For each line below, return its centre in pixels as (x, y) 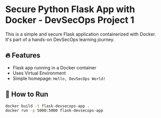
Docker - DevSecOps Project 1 (70, 20)
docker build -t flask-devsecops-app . (47, 106)
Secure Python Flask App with (70, 9)
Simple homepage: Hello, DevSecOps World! (59, 78)
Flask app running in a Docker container (54, 67)
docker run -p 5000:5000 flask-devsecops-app (54, 111)
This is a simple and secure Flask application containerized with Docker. (81, 34)
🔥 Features (23, 55)
